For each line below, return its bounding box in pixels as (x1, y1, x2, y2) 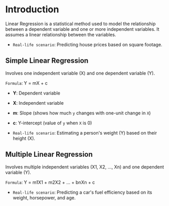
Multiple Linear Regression (5, 150, 93, 159)
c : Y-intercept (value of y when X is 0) (12, 120, 92, 126)
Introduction (5, 4, 59, 15)
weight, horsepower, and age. (12, 194, 76, 201)
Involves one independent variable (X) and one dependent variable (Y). (5, 70, 155, 76)
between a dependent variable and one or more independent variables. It (5, 26, 160, 32)
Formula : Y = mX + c (5, 80, 48, 86)
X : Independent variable (12, 100, 64, 106)
